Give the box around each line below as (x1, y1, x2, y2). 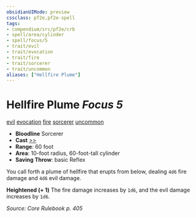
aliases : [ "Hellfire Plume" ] (6, 72, 81, 78)
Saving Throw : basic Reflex (15, 156, 86, 163)
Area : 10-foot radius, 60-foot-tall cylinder (15, 149, 121, 157)
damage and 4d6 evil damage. (6, 175, 81, 182)
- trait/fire (6, 55, 40, 61)
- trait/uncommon (6, 66, 51, 72)
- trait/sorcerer (6, 60, 51, 66)
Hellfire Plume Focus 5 (6, 98, 124, 112)
